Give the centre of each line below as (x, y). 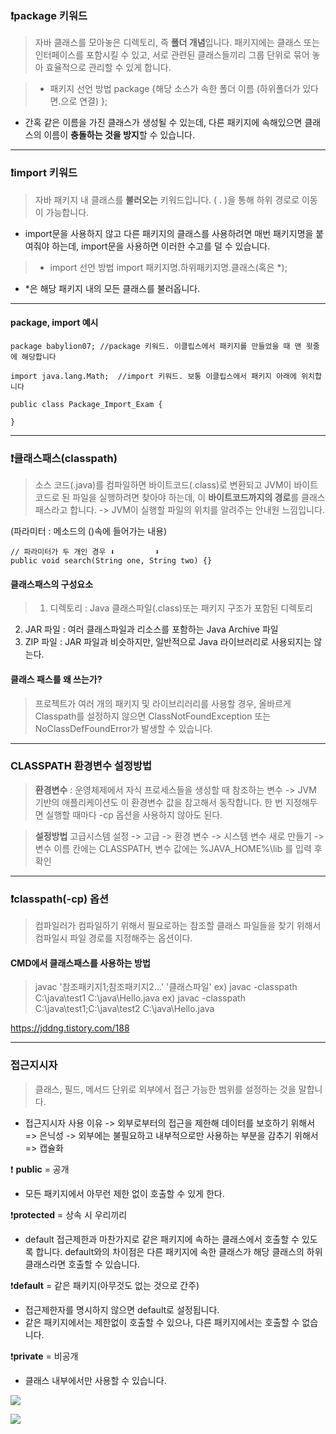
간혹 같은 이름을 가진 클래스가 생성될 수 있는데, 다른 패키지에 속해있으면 (163, 123)
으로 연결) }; (84, 101)
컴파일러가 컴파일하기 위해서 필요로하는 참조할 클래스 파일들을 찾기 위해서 (178, 926)
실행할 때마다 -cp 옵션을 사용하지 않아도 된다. (134, 814)
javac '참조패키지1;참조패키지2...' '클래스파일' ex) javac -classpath (166, 987)
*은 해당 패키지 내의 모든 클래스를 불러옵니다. (112, 288)
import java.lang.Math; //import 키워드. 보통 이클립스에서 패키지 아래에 (154, 376)
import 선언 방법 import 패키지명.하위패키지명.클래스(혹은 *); (168, 267)
